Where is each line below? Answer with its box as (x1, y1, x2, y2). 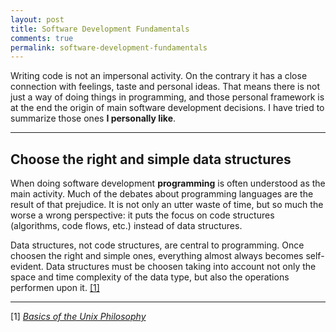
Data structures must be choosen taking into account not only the (45, 261, 317, 273)
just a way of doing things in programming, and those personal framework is (10, 91, 325, 103)
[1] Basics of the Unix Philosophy (10, 311, 147, 323)
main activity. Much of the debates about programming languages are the (10, 188, 314, 200)
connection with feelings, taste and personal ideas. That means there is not (10, 81, 321, 93)
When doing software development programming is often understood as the (10, 177, 326, 190)
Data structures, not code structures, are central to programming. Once (10, 239, 305, 251)
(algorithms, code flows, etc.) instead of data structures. (10, 220, 243, 232)
